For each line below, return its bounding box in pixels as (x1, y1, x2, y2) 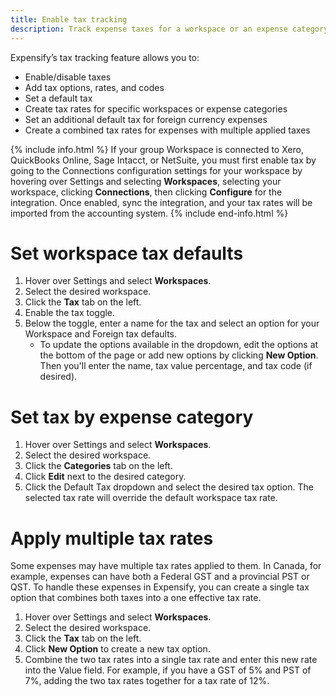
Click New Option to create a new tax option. (24, 643, 211, 655)
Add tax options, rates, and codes (24, 81, 165, 93)
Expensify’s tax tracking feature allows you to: (10, 51, 200, 63)
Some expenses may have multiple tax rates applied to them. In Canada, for (10, 560, 322, 572)
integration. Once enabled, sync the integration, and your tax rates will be (10, 196, 313, 208)
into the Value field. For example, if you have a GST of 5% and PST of (24, 664, 312, 676)
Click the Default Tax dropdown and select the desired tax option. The (24, 481, 314, 493)
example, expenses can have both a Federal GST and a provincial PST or (10, 571, 310, 583)
